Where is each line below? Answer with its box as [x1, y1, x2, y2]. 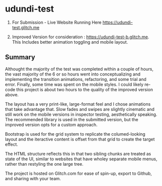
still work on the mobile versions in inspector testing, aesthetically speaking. [5, 111, 158, 117]
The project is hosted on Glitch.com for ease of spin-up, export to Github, [5, 170, 152, 176]
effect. [5, 141, 18, 147]
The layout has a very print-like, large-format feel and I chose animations [5, 101, 151, 107]
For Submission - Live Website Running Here [12, 19, 102, 25]
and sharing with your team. [5, 175, 61, 181]
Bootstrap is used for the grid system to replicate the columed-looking [5, 131, 146, 137]
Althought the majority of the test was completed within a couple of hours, [5, 66, 154, 72]
